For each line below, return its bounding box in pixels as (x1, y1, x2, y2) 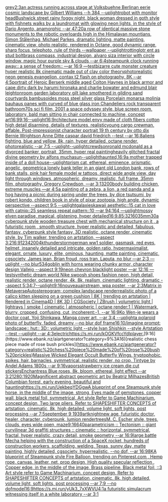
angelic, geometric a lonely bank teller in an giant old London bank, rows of (5, 165, 159, 171)
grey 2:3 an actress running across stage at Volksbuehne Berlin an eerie (5, 5, 150, 10)
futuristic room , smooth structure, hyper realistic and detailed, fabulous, (5, 224, 155, 230)
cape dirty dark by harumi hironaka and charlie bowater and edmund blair (5, 85, 157, 90)
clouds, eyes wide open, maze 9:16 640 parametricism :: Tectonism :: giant (5, 421, 156, 427)
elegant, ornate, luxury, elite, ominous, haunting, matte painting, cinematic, (5, 250, 159, 256)
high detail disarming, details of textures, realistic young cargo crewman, (5, 122, 154, 128)
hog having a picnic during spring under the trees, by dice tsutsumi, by (5, 191, 151, 197)
